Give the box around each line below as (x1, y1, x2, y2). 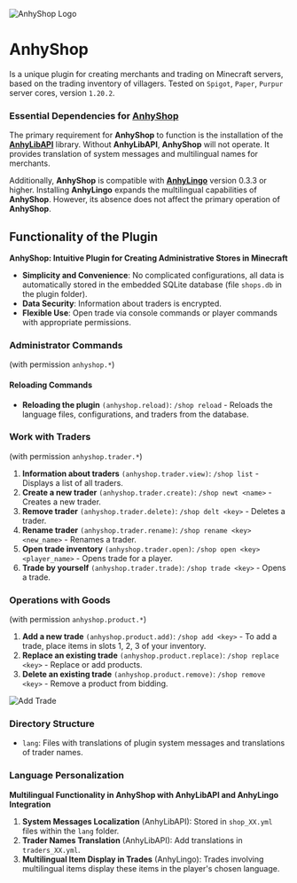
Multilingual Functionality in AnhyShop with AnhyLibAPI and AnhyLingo (9, 789, 279, 800)
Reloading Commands (9, 379, 93, 390)
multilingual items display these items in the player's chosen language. (21, 863, 280, 873)
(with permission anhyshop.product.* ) (9, 614, 147, 625)
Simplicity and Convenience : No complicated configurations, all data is (21, 270, 285, 281)
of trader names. (21, 747, 83, 758)
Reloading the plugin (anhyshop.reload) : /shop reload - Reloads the (21, 399, 273, 410)
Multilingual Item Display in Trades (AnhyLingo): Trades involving (21, 854, 264, 864)
